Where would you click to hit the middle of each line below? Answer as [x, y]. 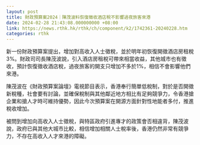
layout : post [22, 12]
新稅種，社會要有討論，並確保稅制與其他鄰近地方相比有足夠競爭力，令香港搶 [100, 94]
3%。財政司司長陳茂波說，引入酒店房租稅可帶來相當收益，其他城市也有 [94, 59]
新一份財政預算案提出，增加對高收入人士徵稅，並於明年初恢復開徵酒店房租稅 [100, 52]
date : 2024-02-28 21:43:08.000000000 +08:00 [62, 23]
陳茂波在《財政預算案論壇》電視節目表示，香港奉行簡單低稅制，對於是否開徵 [100, 86]
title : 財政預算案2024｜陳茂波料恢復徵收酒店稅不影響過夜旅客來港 [78, 17]
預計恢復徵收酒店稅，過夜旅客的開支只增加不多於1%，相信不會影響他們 [104, 67]
